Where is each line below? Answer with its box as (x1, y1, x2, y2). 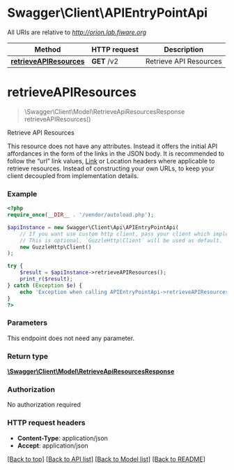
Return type (7, 351, 49, 361)
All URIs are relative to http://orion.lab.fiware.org (7, 28, 147, 36)
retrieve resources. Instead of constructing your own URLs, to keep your (7, 164, 214, 172)
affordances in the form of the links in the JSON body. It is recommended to (7, 149, 225, 158)
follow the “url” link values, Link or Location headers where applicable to (7, 156, 215, 165)
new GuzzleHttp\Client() (19, 243, 92, 251)
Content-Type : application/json (17, 434, 108, 442)
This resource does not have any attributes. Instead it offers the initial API (7, 142, 218, 150)
